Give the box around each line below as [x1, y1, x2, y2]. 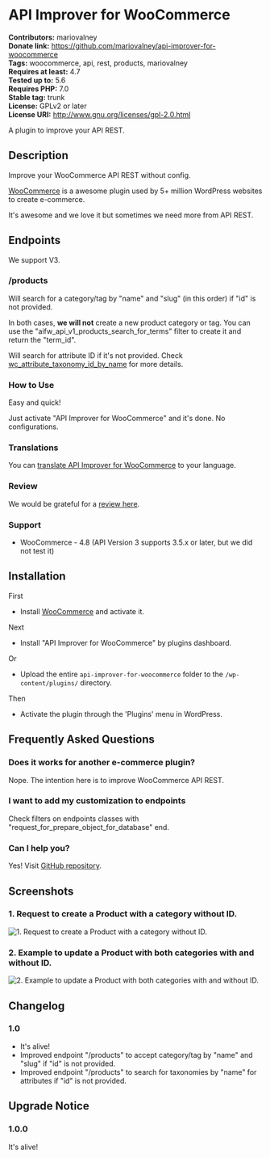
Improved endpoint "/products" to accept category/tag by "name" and [19, 1050, 253, 1059]
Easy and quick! [8, 398, 62, 407]
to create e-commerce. [8, 194, 85, 204]
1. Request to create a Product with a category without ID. [8, 908, 238, 920]
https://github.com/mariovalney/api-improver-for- [51, 40, 216, 50]
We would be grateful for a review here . [8, 499, 140, 508]
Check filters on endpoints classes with [8, 814, 139, 823]
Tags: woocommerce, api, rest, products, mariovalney [8, 58, 188, 68]
